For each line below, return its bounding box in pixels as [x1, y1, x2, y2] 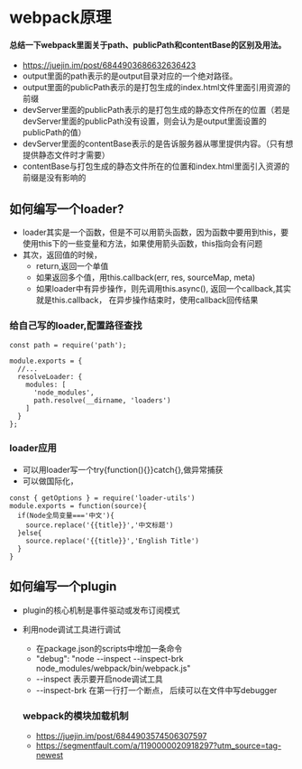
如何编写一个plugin [9, 579, 117, 595]
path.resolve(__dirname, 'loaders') [32, 395, 171, 405]
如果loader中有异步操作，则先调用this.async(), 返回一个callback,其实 [35, 283, 291, 294]
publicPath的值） [22, 127, 87, 138]
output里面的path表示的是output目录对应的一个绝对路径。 [22, 70, 238, 81]
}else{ [17, 528, 42, 537]
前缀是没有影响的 [22, 172, 87, 183]
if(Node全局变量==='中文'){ [17, 511, 114, 520]
